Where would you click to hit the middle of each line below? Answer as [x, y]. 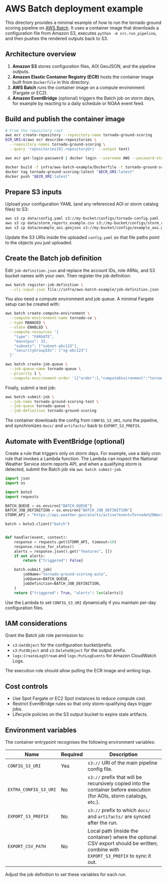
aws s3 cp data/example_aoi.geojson [43, 228]
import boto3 [19, 492]
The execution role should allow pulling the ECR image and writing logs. [78, 671]
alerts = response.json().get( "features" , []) [63, 551]
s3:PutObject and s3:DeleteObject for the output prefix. [69, 650]
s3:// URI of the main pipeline [123, 763]
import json [17, 478]
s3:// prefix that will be [115, 777]
